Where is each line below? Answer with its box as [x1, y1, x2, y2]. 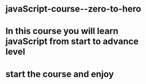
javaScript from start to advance [5, 36, 139, 47]
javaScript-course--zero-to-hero [5, 3, 142, 15]
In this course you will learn [5, 26, 118, 37]
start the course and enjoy [5, 68, 114, 80]
